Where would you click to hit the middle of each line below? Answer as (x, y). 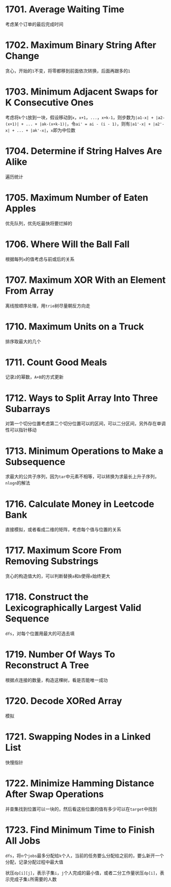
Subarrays (28, 409)
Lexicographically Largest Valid (73, 608)
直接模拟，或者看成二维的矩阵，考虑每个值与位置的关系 (63, 530)
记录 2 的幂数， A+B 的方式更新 (34, 377)
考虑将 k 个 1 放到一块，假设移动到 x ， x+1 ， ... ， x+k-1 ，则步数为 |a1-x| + (79, 117)
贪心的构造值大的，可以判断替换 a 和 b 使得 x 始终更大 (58, 576)
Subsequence (35, 462)
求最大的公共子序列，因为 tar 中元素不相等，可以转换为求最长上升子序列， (82, 476)
